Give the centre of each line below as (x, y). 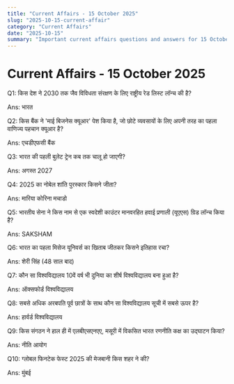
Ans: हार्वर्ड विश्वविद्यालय (35, 317)
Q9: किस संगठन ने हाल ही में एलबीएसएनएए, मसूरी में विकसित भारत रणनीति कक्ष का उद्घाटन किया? (116, 331)
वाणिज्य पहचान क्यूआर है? (36, 129)
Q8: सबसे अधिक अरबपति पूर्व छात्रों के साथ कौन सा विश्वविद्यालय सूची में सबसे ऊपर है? (103, 303)
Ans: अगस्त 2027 (30, 170)
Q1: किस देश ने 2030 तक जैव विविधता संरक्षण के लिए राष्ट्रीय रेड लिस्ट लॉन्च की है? (99, 93)
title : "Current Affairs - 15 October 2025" (73, 14)
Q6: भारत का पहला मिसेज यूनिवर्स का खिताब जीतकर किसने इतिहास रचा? (88, 248)
